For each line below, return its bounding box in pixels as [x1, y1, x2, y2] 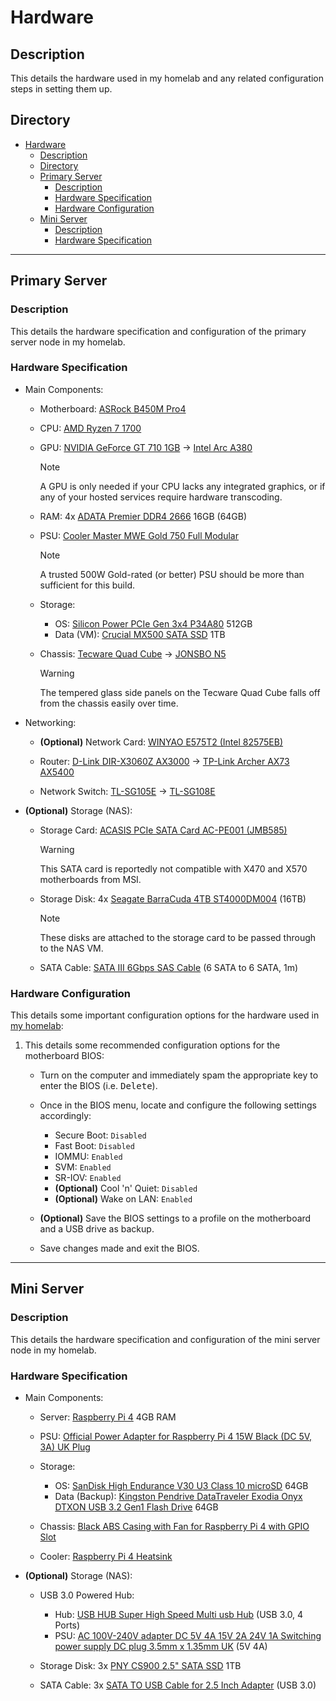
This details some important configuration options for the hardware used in [10, 1009, 320, 1021]
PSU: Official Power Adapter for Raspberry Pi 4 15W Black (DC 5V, [39, 1431, 313, 1443]
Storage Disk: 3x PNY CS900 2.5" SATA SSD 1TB [39, 1660, 242, 1672]
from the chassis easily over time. [39, 697, 179, 709]
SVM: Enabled [54, 1161, 112, 1173]
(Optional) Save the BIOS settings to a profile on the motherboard [39, 1212, 312, 1225]
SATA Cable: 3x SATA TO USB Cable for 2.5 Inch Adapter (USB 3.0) [39, 1679, 317, 1691]
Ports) [54, 1619, 81, 1631]
